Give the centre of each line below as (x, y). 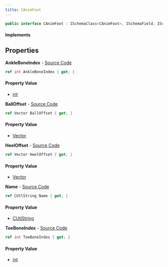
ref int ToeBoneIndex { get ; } (38, 237)
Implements (18, 35)
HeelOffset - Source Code (32, 145)
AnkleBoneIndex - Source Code (38, 63)
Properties (22, 51)
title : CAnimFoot (23, 10)
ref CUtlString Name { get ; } (37, 196)
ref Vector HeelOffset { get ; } (39, 155)
